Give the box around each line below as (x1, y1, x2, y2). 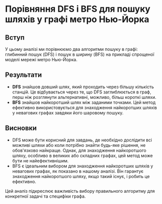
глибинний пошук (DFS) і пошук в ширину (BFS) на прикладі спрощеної (5, 51, 155, 57)
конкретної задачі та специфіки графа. (5, 193, 86, 199)
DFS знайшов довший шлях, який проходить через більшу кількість (12, 84, 154, 90)
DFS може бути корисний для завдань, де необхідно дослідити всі (12, 137, 152, 143)
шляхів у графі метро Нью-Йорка (5, 14, 150, 25)
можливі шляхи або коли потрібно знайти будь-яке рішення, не (12, 142, 146, 148)
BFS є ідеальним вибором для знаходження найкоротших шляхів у (12, 163, 153, 169)
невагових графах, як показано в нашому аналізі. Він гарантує (12, 168, 144, 174)
